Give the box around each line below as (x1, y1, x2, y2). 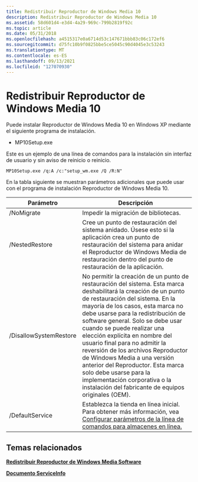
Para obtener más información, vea (82, 407, 180, 416)
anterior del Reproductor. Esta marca (82, 361, 184, 370)
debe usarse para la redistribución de (82, 309, 186, 318)
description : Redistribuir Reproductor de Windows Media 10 (6, 14, 157, 20)
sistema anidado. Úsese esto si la (82, 226, 174, 234)
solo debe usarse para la (82, 368, 150, 377)
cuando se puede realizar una (82, 324, 165, 332)
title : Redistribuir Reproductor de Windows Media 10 (6, 8, 141, 15)
